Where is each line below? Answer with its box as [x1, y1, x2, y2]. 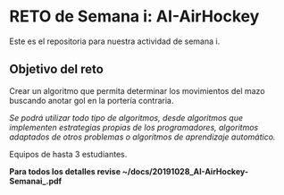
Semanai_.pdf [9, 175, 63, 186]
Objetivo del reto [9, 62, 104, 77]
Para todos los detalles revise [9, 165, 121, 176]
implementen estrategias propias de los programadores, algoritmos [9, 122, 259, 132]
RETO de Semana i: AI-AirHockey [9, 6, 260, 27]
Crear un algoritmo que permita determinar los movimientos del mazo [9, 85, 265, 96]
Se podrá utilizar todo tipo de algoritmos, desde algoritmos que [9, 112, 244, 123]
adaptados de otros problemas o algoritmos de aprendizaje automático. [9, 131, 276, 142]
